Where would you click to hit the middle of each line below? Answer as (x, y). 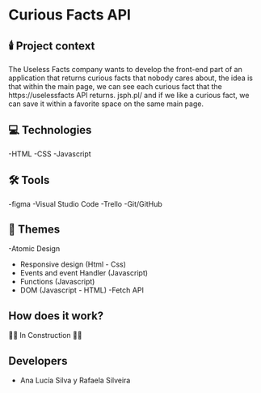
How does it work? (56, 316)
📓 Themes (34, 230)
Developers (38, 361)
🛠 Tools (29, 180)
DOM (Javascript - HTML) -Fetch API (82, 290)
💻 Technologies (50, 130)
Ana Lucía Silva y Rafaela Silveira (75, 380)
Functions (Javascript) (57, 282)
